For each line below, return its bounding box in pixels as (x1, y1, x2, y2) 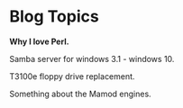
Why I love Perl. (9, 36, 69, 47)
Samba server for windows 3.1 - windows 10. (9, 53, 175, 64)
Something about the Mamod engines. (9, 88, 151, 99)
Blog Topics (9, 6, 99, 27)
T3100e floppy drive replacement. (9, 70, 135, 82)
